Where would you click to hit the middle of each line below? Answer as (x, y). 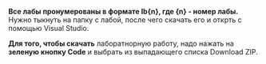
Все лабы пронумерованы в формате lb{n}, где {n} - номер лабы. (123, 11)
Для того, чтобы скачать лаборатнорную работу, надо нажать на (121, 43)
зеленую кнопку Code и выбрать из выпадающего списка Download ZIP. (133, 52)
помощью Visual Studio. (49, 28)
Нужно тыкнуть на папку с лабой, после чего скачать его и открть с (125, 20)
